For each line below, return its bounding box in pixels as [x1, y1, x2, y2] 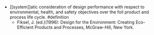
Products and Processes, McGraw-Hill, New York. [34, 24, 135, 30]
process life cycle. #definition [9, 14, 69, 20]
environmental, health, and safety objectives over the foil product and [9, 9, 149, 15]
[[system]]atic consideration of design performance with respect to [9, 4, 145, 10]
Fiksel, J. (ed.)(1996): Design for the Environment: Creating [17, 19, 135, 25]
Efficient [17, 24, 34, 30]
